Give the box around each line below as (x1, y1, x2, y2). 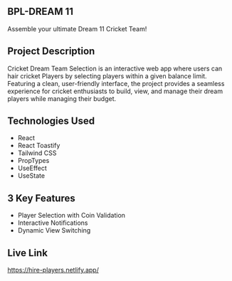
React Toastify (17, 142, 60, 150)
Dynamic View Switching (17, 226, 91, 235)
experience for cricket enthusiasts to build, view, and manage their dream (7, 87, 223, 95)
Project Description (7, 46, 95, 58)
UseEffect (17, 164, 48, 173)
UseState (17, 171, 45, 180)
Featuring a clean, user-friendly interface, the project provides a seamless (7, 79, 225, 88)
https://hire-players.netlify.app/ (7, 266, 100, 275)
